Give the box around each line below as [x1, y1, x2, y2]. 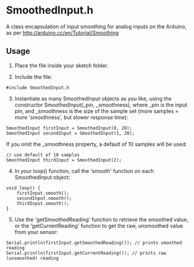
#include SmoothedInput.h [6, 85, 69, 91]
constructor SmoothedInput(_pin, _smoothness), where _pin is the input [14, 101, 188, 108]
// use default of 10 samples [6, 152, 80, 158]
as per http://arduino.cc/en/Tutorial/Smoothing [6, 29, 119, 36]
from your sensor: [14, 228, 58, 235]
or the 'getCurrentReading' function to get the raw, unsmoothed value [14, 222, 183, 229]
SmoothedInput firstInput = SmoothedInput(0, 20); [6, 125, 132, 131]
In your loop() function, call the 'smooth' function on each [14, 167, 154, 174]
